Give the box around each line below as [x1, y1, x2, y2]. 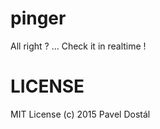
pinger [10, 7, 67, 30]
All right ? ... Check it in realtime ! [10, 40, 147, 52]
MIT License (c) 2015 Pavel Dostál [10, 108, 151, 120]
